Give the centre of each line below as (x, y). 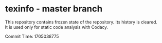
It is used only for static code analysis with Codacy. (56, 27)
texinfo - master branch (54, 9)
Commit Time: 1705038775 (32, 36)
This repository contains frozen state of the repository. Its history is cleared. (81, 22)
